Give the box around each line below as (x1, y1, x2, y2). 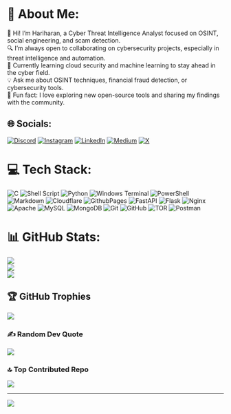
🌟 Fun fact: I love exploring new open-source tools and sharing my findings (7, 91, 220, 99)
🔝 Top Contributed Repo (7, 364, 89, 374)
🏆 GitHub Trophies (7, 291, 91, 303)
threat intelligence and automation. (7, 54, 106, 62)
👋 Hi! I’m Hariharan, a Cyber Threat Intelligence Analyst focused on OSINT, (7, 29, 219, 37)
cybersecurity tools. (7, 83, 64, 91)
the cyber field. (7, 68, 50, 76)
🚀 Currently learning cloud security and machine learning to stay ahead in (7, 61, 216, 69)
